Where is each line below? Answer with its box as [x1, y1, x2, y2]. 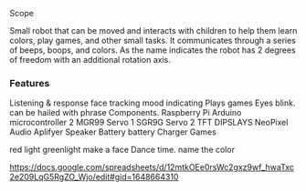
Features [9, 76, 50, 89]
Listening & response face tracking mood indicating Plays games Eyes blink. [9, 97, 296, 108]
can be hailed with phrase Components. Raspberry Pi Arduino [9, 107, 242, 118]
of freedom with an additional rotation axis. [9, 55, 171, 65]
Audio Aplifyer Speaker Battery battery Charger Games [9, 126, 216, 137]
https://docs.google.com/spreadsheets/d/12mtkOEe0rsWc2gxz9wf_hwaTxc [9, 162, 295, 173]
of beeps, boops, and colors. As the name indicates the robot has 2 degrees [9, 45, 296, 55]
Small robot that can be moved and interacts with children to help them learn [9, 25, 298, 35]
